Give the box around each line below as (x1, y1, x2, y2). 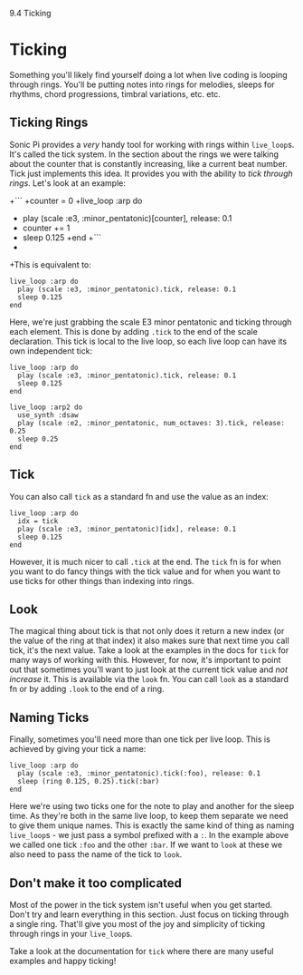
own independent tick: (9, 345, 93, 356)
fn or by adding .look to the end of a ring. (9, 684, 165, 695)
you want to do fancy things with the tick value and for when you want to (9, 566, 280, 577)
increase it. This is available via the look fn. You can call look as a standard (9, 674, 289, 685)
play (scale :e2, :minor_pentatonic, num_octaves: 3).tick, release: (17, 418, 285, 427)
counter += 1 (22, 222, 71, 233)
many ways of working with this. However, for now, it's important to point (9, 655, 281, 666)
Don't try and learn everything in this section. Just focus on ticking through (9, 909, 289, 920)
